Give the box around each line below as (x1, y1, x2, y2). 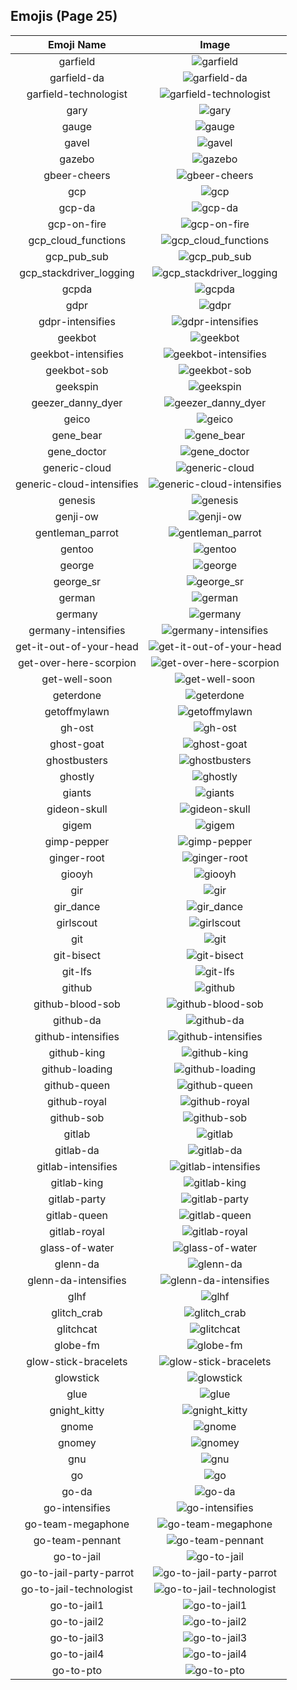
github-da (53, 1013, 102, 1027)
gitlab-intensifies (36, 1159, 118, 1173)
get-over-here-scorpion (17, 655, 137, 669)
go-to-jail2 (49, 1614, 105, 1628)
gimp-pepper (44, 834, 110, 848)
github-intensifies (34, 1029, 120, 1043)
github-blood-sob (33, 997, 121, 1011)
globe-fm (54, 1338, 100, 1352)
